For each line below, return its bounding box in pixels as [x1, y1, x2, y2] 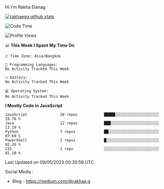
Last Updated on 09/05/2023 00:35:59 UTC [5, 159, 94, 165]
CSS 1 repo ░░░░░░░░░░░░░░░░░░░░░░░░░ [5, 146, 160, 151]
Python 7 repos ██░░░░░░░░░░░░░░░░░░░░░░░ [5, 129, 160, 134]
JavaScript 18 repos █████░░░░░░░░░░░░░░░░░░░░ [5, 112, 160, 117]
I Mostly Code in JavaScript [5, 103, 63, 108]
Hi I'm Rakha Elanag [5, 4, 46, 10]
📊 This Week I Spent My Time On [5, 43, 75, 48]
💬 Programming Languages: [5, 62, 58, 67]
